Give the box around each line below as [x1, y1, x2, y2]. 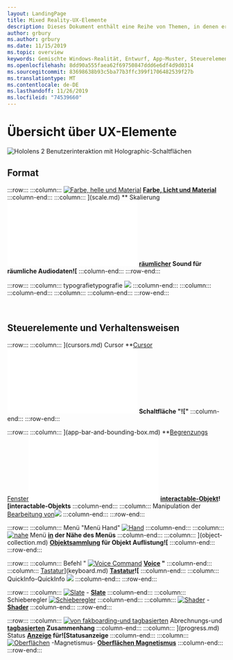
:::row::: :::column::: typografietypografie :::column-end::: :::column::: [7, 281, 212, 289]
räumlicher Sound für [138, 259, 202, 267]
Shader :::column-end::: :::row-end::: [7, 602, 112, 611]
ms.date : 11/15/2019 [7, 42, 67, 49]
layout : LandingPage [7, 10, 67, 17]
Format [7, 167, 40, 179]
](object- [197, 531, 223, 539]
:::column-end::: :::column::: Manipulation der [72, 502, 201, 510]
